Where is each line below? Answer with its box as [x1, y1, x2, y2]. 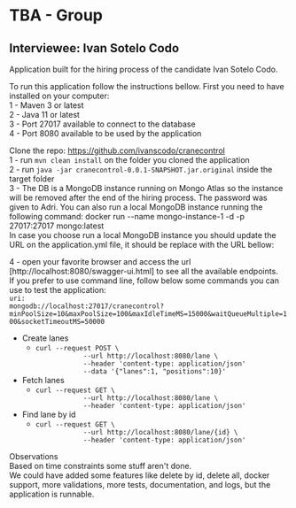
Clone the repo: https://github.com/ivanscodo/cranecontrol [9, 145, 226, 156]
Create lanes [21, 333, 69, 343]
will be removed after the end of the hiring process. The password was [9, 192, 268, 203]
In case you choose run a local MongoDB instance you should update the [9, 230, 277, 240]
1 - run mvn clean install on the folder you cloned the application [9, 155, 250, 165]
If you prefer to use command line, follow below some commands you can [9, 275, 280, 286]
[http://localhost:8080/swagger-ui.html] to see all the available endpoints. [9, 266, 279, 276]
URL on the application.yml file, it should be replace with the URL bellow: [9, 240, 275, 250]
